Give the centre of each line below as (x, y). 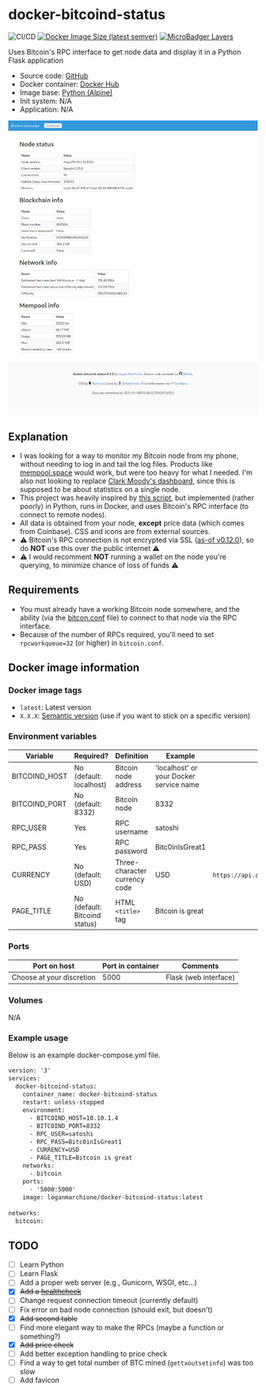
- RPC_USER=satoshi (61, 1134)
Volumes (26, 1000)
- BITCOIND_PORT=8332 (65, 1126)
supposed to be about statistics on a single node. (100, 489)
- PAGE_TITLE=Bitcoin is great (81, 1158)
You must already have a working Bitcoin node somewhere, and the (129, 609)
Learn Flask (39, 1274)
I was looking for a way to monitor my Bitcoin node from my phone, (129, 455)
